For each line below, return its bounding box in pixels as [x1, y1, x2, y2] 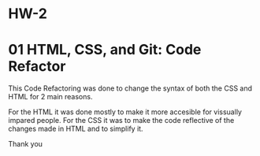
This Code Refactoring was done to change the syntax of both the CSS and [8, 84, 253, 93]
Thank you [8, 139, 43, 149]
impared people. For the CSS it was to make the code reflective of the [8, 116, 235, 125]
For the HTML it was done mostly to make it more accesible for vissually [8, 107, 243, 117]
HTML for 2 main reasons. [8, 92, 93, 102]
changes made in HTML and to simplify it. [8, 124, 143, 134]
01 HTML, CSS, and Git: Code [8, 41, 202, 59]
